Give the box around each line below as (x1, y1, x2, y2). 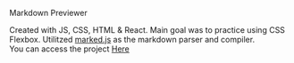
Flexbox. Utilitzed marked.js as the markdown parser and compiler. (9, 35, 256, 44)
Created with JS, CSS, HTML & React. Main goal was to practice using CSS (9, 25, 286, 35)
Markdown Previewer (9, 8, 88, 18)
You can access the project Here (9, 43, 130, 54)
